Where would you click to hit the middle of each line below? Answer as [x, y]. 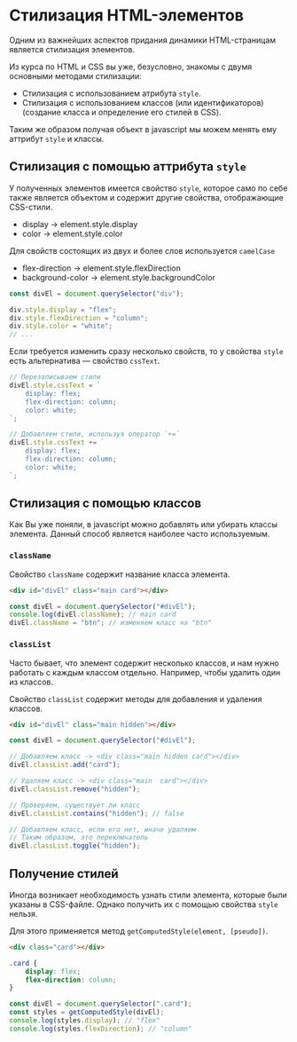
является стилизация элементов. [72, 49]
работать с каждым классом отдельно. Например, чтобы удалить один [145, 672]
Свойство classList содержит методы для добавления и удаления [136, 699]
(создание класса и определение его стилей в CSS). [121, 112]
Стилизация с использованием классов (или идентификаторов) [143, 102]
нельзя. [23, 913]
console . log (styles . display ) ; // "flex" [85, 1021]
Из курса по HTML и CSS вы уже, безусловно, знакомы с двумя [131, 67]
